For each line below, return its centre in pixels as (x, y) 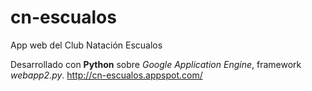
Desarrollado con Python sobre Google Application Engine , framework (156, 64)
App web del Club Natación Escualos (86, 45)
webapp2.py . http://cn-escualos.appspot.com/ (106, 75)
